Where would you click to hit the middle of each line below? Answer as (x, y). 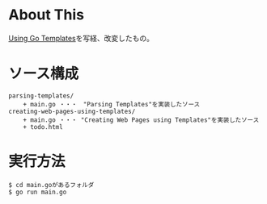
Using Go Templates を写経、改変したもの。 (81, 38)
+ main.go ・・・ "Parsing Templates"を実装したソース (112, 104)
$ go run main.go (38, 192)
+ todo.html (43, 127)
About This (47, 15)
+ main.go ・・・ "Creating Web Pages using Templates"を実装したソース (141, 120)
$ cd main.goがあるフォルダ (51, 185)
